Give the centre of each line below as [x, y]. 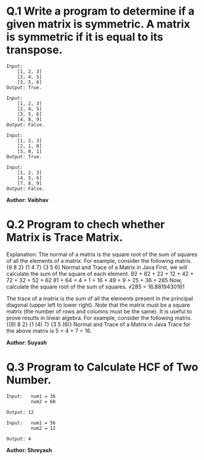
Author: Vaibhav [27, 200]
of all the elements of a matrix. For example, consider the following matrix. [99, 260]
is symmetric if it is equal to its [85, 37]
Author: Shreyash [29, 450]
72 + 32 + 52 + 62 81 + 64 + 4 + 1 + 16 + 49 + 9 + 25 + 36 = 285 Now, [94, 280]
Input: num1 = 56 [31, 423]
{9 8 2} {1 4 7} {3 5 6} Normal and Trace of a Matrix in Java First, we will [97, 267]
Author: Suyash [27, 343]
